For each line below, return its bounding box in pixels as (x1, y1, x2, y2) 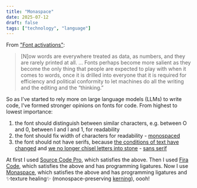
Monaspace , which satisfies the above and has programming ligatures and (6, 169, 188, 176)
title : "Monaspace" (6, 8, 54, 15)
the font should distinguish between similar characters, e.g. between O (14, 119, 187, 127)
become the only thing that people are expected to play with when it (20, 66, 186, 73)
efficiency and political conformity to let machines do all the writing (20, 78, 184, 85)
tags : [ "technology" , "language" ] (6, 25, 91, 31)
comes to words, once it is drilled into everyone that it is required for (20, 72, 187, 79)
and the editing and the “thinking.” (20, 84, 104, 92)
